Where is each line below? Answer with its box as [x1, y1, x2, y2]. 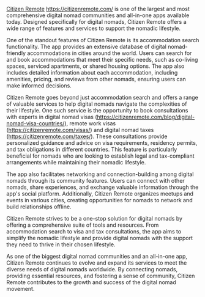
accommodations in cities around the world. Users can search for [27, 50, 192, 57]
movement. [6, 285, 35, 292]
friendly [6, 50, 26, 57]
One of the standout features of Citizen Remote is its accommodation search [6, 37, 199, 43]
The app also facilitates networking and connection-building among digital [6, 170, 194, 178]
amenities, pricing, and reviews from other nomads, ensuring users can [6, 76, 187, 82]
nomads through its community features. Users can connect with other [6, 177, 185, 184]
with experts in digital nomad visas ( [6, 113, 97, 120]
